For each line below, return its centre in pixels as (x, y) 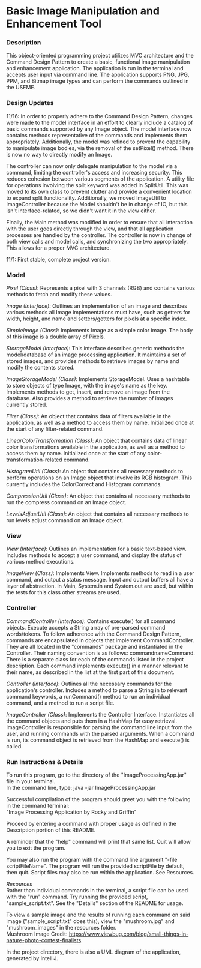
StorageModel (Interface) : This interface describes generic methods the (95, 349)
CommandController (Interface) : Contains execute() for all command (91, 621)
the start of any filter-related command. (55, 429)
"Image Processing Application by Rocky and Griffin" (71, 812)
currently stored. (27, 405)
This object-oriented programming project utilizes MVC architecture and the (100, 56)
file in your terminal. (31, 781)
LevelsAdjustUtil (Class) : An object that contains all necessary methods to (97, 514)
